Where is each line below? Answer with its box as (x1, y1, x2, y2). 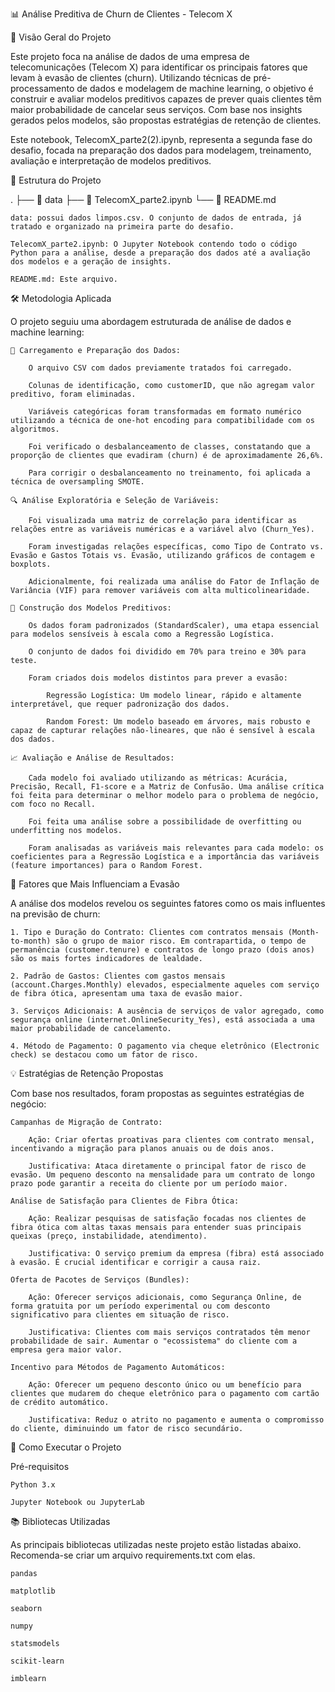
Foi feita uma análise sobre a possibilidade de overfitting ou (28, 817, 302, 827)
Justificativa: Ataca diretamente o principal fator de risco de (28, 1161, 307, 1171)
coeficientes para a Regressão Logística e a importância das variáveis (10, 852, 320, 862)
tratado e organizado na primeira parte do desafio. (10, 222, 235, 232)
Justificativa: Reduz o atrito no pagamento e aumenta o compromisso (28, 1415, 325, 1425)
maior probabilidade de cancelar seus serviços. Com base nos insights (10, 104, 303, 115)
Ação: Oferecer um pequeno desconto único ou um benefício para (28, 1380, 302, 1390)
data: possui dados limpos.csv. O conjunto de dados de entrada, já (10, 213, 302, 223)
